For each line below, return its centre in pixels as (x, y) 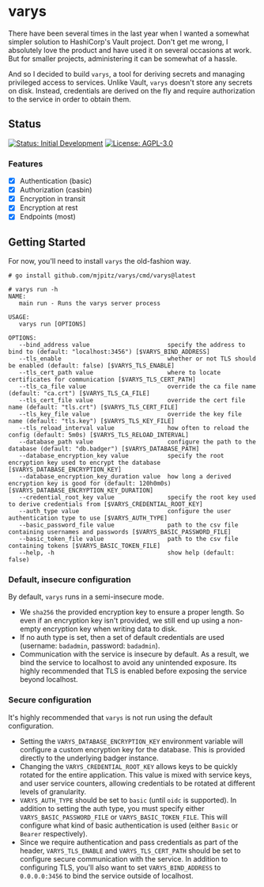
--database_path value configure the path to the (138, 442)
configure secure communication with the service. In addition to (124, 858)
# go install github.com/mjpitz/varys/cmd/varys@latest (102, 276)
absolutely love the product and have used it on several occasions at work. (130, 50)
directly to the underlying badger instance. (89, 758)
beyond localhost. (49, 680)
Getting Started (47, 242)
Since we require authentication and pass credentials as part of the (129, 842)
